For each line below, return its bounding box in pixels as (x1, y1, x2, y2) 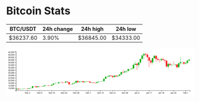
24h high (80, 26, 104, 33)
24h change (42, 26, 73, 33)
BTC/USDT (10, 26, 37, 33)
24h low (115, 26, 136, 33)
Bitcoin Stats (6, 4, 71, 18)
